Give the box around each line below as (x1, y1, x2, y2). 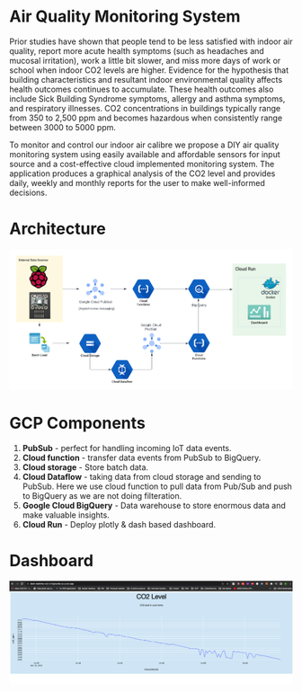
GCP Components (9, 413, 147, 433)
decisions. (9, 187, 48, 198)
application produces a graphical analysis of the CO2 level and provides (9, 168, 276, 179)
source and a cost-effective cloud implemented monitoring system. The (9, 158, 275, 169)
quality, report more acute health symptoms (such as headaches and (9, 45, 265, 56)
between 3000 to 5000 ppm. (9, 121, 117, 132)
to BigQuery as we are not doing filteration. (22, 491, 182, 501)
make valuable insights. (22, 510, 110, 520)
